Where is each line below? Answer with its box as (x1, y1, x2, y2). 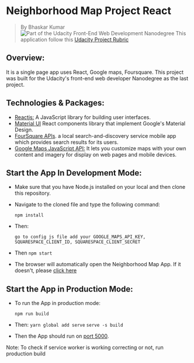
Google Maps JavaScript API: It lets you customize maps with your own (14, 145, 186, 152)
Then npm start (14, 249, 53, 256)
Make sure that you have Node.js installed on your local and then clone (14, 184, 186, 191)
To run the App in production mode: (14, 300, 101, 307)
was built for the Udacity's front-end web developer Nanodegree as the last (6, 74, 189, 82)
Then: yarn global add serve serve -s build (14, 321, 124, 328)
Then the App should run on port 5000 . (14, 333, 109, 340)
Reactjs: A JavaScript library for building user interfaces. (14, 113, 151, 121)
